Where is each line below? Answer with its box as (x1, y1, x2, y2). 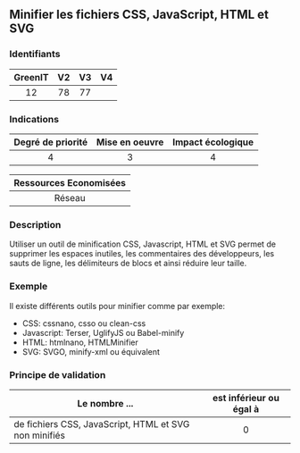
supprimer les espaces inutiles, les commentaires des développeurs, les (9, 248, 275, 259)
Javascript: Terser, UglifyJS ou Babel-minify (21, 327, 185, 338)
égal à (232, 402, 260, 415)
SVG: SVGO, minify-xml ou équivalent (21, 346, 161, 357)
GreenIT (13, 71, 49, 83)
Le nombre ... (77, 397, 134, 409)
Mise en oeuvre (96, 136, 164, 148)
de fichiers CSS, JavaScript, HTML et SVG (13, 417, 190, 430)
